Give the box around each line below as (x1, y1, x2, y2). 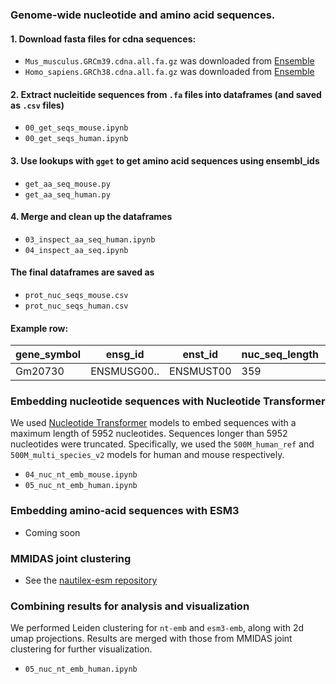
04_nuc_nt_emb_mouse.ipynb (24, 470, 138, 480)
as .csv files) (10, 99, 65, 111)
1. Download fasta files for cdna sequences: (10, 33, 197, 45)
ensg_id (105, 348, 145, 362)
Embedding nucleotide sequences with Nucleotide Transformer (10, 394, 326, 408)
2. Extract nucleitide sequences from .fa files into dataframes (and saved (10, 88, 322, 100)
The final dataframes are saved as (10, 266, 155, 278)
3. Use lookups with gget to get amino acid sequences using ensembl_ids (10, 154, 320, 167)
